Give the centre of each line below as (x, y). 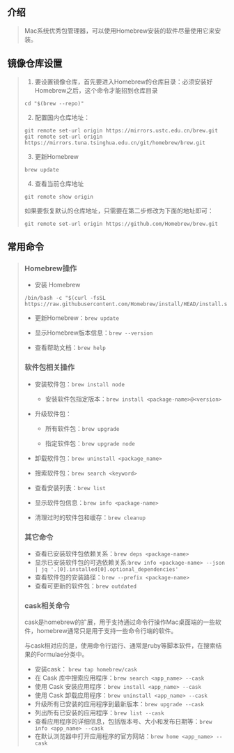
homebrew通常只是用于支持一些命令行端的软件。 (107, 631)
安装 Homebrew (57, 285)
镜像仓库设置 (35, 64)
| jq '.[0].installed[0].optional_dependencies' (107, 569)
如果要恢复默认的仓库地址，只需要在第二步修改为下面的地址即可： (119, 211)
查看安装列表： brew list (70, 487)
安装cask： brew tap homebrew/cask (86, 669)
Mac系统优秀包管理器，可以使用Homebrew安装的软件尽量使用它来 (119, 31)
